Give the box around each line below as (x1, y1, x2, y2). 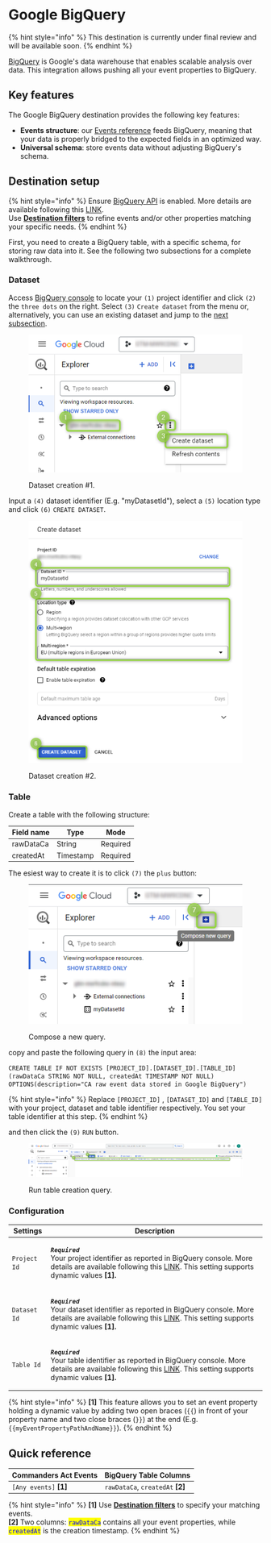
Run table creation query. (28, 1185, 113, 1195)
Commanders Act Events (11, 1470, 98, 1480)
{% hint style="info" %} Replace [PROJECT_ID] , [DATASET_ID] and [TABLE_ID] (8, 1095, 263, 1104)
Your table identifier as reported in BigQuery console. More (50, 1355, 246, 1365)
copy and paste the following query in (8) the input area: (8, 1048, 197, 1058)
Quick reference (8, 1446, 92, 1460)
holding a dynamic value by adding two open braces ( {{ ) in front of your (8, 1406, 248, 1416)
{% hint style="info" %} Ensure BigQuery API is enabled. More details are (8, 196, 252, 206)
